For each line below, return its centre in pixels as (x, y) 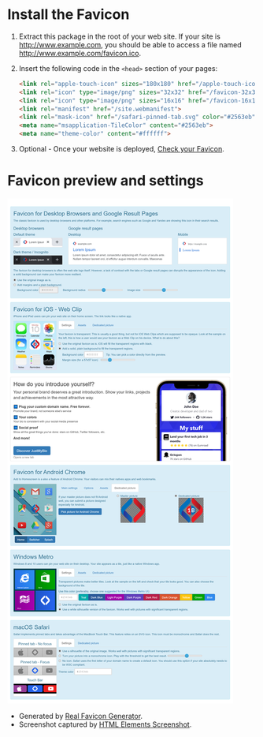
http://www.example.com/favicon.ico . (80, 53)
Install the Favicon (69, 15)
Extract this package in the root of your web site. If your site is (120, 36)
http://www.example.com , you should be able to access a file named (130, 44)
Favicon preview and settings (106, 181)
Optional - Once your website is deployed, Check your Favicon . (122, 149)
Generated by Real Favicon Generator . (81, 716)
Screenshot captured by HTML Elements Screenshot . (105, 724)
